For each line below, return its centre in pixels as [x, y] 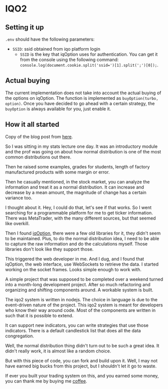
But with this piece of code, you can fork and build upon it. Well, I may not [81, 360]
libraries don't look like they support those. [49, 249]
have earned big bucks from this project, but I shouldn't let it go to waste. [81, 366]
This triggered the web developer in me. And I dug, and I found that [75, 259]
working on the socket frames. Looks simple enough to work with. [73, 269]
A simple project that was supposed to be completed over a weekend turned [84, 279]
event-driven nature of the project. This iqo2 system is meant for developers [84, 305]
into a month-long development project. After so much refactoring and [78, 284]
